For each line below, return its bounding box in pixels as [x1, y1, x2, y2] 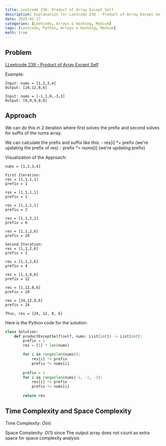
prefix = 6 [5, 220, 28, 225]
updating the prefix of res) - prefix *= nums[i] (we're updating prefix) [5, 144, 146, 151]
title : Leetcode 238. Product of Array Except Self [5, 7, 114, 12]
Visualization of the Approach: [5, 154, 67, 160]
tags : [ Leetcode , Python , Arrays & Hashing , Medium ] [5, 26, 116, 31]
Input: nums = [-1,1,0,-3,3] [5, 93, 65, 99]
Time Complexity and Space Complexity [5, 407, 132, 415]
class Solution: [5, 329, 39, 334]
